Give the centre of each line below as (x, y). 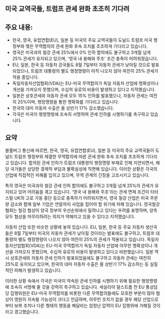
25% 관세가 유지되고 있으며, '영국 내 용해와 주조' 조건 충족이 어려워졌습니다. (85, 59)
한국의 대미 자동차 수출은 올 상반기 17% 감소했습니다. (63, 108)
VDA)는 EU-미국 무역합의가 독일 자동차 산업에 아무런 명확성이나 (91, 246)
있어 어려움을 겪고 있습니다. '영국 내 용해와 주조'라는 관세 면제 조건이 (83, 192)
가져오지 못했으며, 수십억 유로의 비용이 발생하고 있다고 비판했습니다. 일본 (84, 252)
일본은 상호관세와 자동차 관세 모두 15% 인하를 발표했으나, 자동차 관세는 (80, 96)
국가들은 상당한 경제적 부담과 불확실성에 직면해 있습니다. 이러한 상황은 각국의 (84, 169)
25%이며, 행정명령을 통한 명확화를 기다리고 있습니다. (68, 102)
